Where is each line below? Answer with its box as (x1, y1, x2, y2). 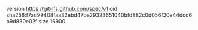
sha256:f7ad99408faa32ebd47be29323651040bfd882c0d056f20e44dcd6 (6, 11, 193, 19)
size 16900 (38, 18, 66, 25)
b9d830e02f (6, 18, 38, 25)
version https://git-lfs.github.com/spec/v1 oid (6, 5, 118, 12)
